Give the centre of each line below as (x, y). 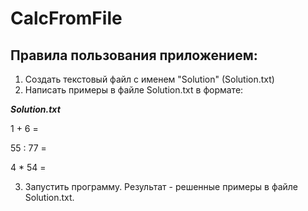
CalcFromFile (66, 18)
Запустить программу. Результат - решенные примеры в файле (161, 186)
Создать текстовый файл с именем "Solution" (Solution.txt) (149, 79)
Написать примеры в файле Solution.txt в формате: (134, 90)
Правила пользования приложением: (134, 55)
